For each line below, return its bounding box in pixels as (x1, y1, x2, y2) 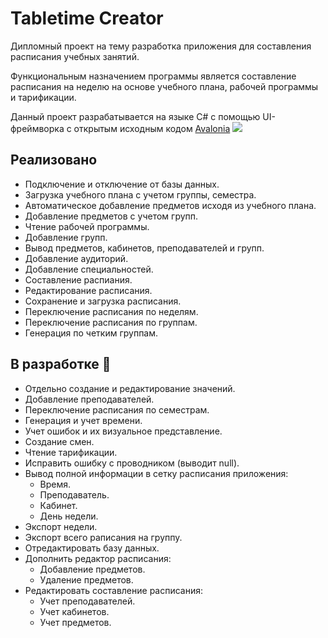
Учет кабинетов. (39, 605, 110, 617)
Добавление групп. (24, 231, 108, 243)
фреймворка (10, 122, 65, 134)
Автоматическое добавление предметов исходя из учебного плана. (24, 199, 317, 211)
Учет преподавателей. (39, 595, 136, 607)
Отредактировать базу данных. (24, 542, 160, 554)
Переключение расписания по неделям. (24, 305, 199, 317)
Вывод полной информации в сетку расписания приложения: (24, 467, 289, 479)
